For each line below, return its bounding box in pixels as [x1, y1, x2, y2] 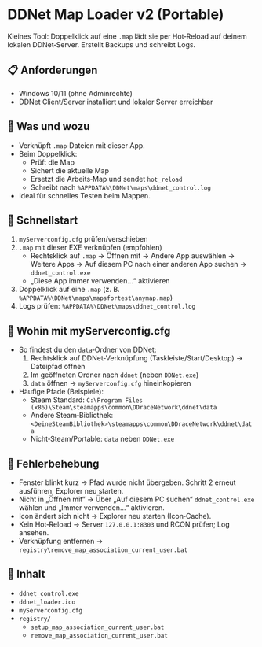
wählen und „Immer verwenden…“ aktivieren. [18, 503, 166, 512]
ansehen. [18, 528, 49, 537]
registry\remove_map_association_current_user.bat [18, 546, 188, 554]
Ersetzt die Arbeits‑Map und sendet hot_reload [30, 174, 183, 183]
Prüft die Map [30, 157, 75, 167]
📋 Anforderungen [7, 64, 98, 77]
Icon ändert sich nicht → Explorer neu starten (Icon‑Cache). [18, 512, 212, 520]
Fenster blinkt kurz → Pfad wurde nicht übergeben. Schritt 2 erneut [18, 478, 236, 487]
